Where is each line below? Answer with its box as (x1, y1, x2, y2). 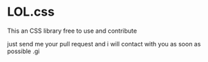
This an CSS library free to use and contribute (7, 27, 138, 35)
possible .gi (7, 47, 40, 55)
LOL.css (7, 4, 55, 20)
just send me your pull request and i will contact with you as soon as (7, 40, 201, 48)
